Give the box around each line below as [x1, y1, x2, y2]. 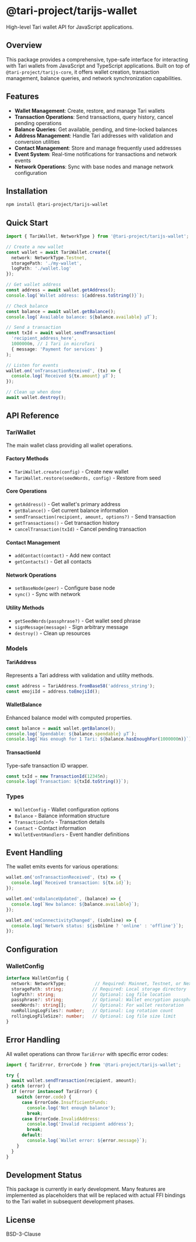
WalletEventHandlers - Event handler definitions [14, 831, 129, 838]
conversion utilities [14, 138, 60, 145]
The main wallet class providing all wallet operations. [6, 442, 133, 449]
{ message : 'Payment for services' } [11, 346, 103, 352]
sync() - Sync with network [14, 591, 80, 598]
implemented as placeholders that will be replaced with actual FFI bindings [6, 1192, 185, 1199]
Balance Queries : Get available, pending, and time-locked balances [14, 126, 178, 133]
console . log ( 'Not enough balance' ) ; [27, 1105, 116, 1111]
